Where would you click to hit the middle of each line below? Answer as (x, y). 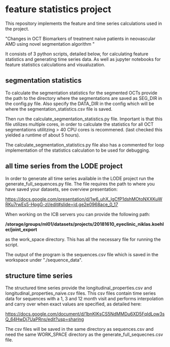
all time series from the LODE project (64, 166)
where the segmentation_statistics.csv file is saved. (59, 109)
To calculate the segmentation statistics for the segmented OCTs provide (81, 93)
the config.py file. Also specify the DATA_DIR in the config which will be (80, 103)
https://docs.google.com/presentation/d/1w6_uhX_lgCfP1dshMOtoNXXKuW (84, 199)
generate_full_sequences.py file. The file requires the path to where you (80, 184)
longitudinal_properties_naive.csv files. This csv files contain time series (80, 293)
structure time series (39, 276)
